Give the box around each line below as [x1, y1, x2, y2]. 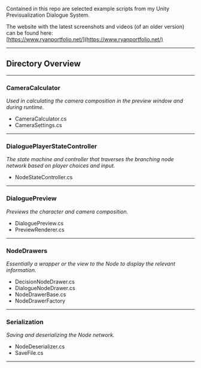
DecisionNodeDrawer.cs [14, 278, 75, 285]
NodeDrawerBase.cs [14, 291, 66, 298]
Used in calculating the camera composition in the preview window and [6, 97, 184, 104]
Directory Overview [6, 59, 81, 69]
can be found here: [6, 29, 53, 37]
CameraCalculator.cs [14, 115, 67, 122]
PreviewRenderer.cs [14, 226, 65, 233]
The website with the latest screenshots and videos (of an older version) [6, 23, 185, 30]
